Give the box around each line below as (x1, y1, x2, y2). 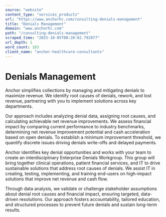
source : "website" (5, 7, 44, 13)
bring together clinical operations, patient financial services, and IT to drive (5, 160, 160, 166)
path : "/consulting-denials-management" (5, 31, 91, 36)
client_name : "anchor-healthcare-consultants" (5, 49, 104, 54)
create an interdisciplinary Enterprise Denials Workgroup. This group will (5, 155, 155, 161)
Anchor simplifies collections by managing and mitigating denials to (5, 87, 144, 93)
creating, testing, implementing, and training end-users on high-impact (5, 171, 152, 177)
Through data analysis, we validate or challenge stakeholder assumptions (5, 186, 157, 192)
